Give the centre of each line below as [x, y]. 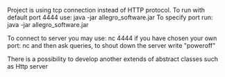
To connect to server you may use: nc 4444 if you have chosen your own [112, 38]
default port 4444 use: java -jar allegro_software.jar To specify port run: [110, 17]
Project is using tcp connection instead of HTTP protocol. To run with [106, 10]
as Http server [28, 66]
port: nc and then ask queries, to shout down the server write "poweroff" [111, 45]
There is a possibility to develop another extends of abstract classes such [113, 59]
